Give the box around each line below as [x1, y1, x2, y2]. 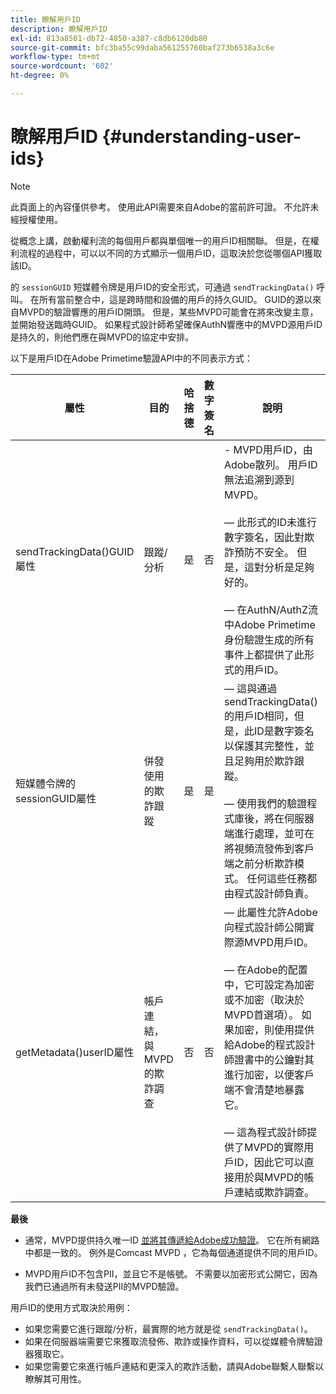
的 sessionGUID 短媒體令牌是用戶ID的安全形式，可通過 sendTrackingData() [10, 281, 315, 293]
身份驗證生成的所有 [223, 632, 315, 646]
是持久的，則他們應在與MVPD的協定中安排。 [10, 331, 195, 343]
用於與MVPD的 [233, 1170, 305, 1184]
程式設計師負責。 [233, 886, 315, 900]
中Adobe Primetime [223, 617, 316, 631]
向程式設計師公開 [223, 920, 305, 934]
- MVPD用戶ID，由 [223, 442, 313, 456]
